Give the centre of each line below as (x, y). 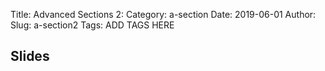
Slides (30, 56)
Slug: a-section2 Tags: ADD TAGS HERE (92, 25)
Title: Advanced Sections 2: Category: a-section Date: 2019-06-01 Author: (163, 14)
